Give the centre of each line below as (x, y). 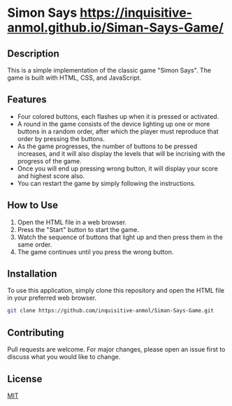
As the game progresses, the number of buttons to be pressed (107, 146)
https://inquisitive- (136, 13)
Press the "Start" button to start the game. (78, 229)
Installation (32, 274)
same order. (35, 244)
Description (33, 53)
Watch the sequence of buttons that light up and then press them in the (120, 237)
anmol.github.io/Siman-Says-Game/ (115, 28)
